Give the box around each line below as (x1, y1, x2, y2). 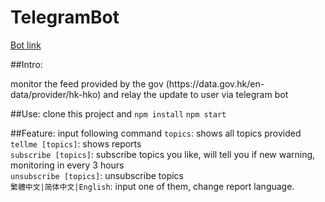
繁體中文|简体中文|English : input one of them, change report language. (10, 180, 295, 192)
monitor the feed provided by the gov (10, 77, 164, 90)
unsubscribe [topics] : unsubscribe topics (10, 169, 184, 181)
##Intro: (10, 58, 43, 70)
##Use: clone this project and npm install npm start (10, 107, 227, 120)
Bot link (10, 39, 42, 51)
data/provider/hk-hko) (10, 88, 102, 100)
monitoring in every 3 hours (10, 159, 125, 171)
